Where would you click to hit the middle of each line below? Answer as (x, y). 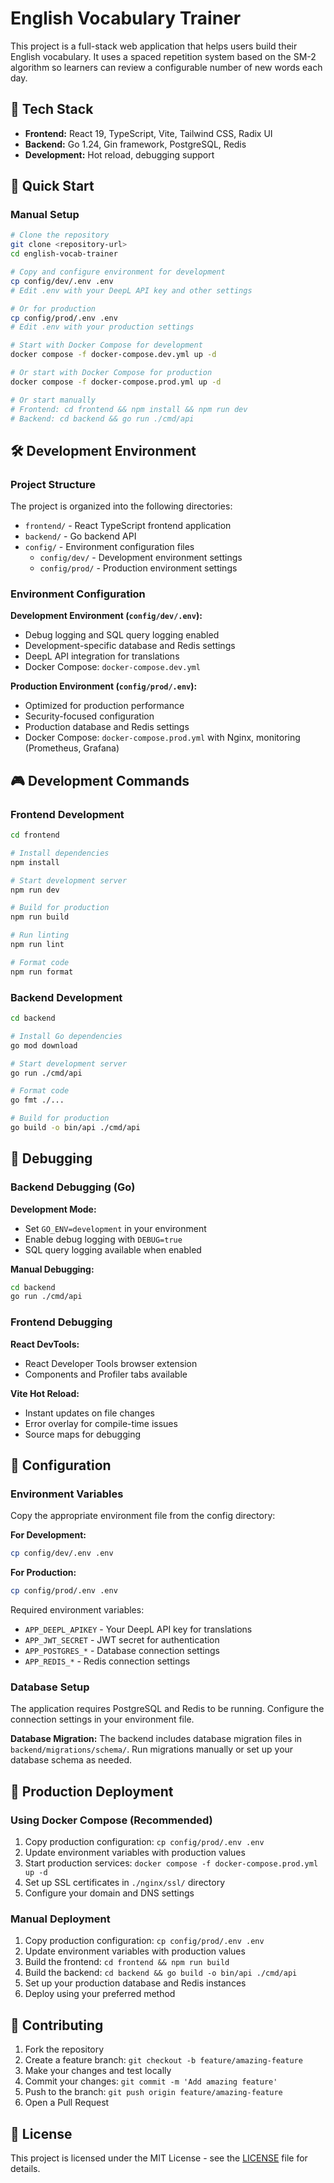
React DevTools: (45, 1344)
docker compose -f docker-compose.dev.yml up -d (113, 355)
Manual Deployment (60, 1919)
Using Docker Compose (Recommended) (111, 1820)
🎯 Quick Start (52, 186)
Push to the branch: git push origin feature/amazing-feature (153, 2092)
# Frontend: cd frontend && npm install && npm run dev (129, 409)
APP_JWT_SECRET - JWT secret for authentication (122, 1640)
